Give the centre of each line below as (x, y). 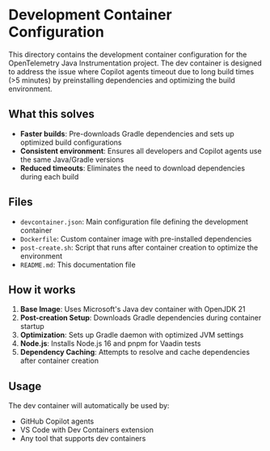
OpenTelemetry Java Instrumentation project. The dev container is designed (135, 63)
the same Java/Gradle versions (72, 159)
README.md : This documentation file (78, 264)
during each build (49, 176)
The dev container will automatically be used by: (89, 406)
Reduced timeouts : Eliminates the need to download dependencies (132, 168)
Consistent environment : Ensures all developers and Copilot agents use (141, 150)
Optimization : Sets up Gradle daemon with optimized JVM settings (132, 335)
